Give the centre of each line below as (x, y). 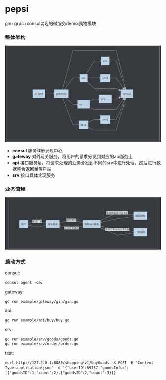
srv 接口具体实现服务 (34, 175)
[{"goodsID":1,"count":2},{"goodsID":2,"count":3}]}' (62, 373)
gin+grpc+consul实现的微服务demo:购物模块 (51, 23)
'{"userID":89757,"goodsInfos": (96, 368)
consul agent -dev (24, 282)
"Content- (145, 363)
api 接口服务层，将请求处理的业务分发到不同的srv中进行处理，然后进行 (84, 163)
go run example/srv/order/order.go (42, 344)
